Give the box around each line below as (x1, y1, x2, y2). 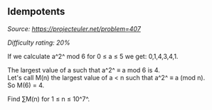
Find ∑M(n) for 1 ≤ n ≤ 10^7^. (7, 94, 90, 103)
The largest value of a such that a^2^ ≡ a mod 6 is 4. (7, 65, 160, 74)
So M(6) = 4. (7, 81, 45, 89)
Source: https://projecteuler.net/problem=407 (7, 24, 141, 33)
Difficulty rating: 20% (7, 38, 70, 47)
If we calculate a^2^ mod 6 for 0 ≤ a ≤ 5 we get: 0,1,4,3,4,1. (7, 52, 179, 60)
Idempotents (7, 6, 65, 18)
